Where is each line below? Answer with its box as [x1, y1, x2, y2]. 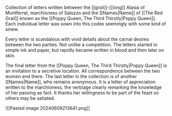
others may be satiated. [5, 95, 55, 101]
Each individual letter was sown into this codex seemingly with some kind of [5, 21, 166, 27]
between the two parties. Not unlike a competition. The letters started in [5, 42, 158, 48]
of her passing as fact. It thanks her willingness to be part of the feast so [5, 90, 159, 95]
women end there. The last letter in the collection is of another [5, 73, 137, 79]
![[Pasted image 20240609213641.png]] [5, 105, 90, 111]
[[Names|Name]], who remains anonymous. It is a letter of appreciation [5, 79, 156, 85]
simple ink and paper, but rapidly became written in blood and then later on [5, 47, 164, 53]
